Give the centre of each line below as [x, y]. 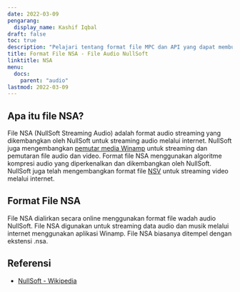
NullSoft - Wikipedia [47, 281]
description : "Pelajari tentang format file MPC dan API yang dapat [111, 47]
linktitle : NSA [30, 61]
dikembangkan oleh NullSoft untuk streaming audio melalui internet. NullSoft [120, 141]
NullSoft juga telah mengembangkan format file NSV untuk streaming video [118, 171]
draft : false [27, 34]
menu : [15, 67]
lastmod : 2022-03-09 [38, 87]
